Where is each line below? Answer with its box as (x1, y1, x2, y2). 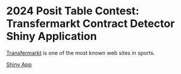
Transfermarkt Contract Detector (6, 17, 175, 30)
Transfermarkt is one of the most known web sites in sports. (6, 49, 155, 56)
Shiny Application (6, 30, 97, 43)
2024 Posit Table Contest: (6, 4, 140, 18)
